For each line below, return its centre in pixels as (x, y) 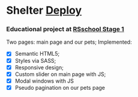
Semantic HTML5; (37, 54)
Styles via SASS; (35, 60)
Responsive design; (39, 67)
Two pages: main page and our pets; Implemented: (69, 42)
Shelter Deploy (44, 10)
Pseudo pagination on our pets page (60, 87)
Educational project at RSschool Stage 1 (65, 29)
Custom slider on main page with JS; (60, 74)
